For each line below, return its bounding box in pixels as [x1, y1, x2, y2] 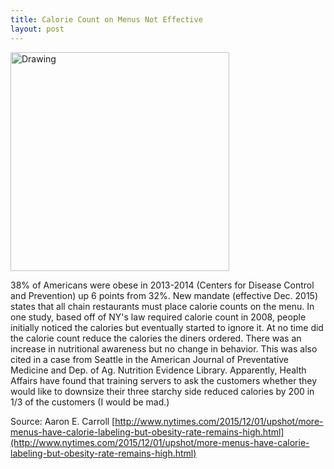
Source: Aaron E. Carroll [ [10, 415, 116, 427]
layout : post [10, 24, 65, 34]
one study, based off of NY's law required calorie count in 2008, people [10, 311, 307, 323]
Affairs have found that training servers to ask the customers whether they [10, 374, 318, 386]
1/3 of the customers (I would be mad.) [10, 396, 170, 408]
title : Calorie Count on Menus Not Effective [10, 14, 203, 25]
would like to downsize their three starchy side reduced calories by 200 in [10, 385, 315, 397]
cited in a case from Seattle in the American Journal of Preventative [10, 353, 289, 365]
